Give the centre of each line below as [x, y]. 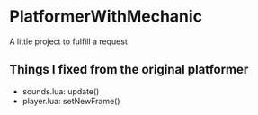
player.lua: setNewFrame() [71, 101]
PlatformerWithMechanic [106, 17]
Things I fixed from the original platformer [129, 70]
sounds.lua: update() [61, 91]
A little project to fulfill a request [68, 41]
